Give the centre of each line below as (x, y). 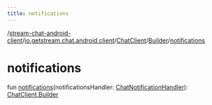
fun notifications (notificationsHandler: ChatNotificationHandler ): (98, 87)
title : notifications (38, 13)
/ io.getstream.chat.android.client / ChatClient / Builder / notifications (114, 40)
